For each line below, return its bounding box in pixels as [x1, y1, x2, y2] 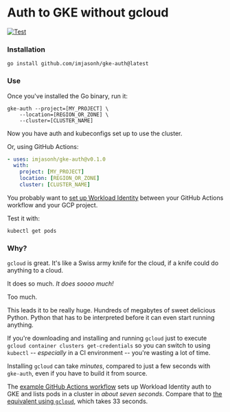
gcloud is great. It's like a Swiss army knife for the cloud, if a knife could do [7, 259, 219, 267]
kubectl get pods [7, 227, 57, 234]
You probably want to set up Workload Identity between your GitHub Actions [7, 194, 224, 202]
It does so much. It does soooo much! [7, 279, 115, 288]
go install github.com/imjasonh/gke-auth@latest [7, 60, 149, 67]
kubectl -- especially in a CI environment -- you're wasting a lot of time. [7, 349, 211, 357]
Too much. [7, 293, 38, 301]
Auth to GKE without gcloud [7, 5, 169, 21]
